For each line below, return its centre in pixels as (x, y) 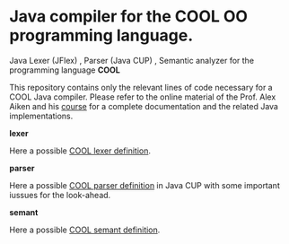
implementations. (41, 116)
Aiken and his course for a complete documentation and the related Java (144, 106)
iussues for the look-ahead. (60, 195)
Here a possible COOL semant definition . (85, 230)
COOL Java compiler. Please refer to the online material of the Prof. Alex (143, 97)
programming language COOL (65, 70)
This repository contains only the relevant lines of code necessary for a (141, 87)
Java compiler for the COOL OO (129, 17)
